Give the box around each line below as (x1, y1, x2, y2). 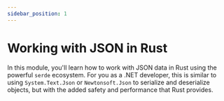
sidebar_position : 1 (7, 10, 68, 17)
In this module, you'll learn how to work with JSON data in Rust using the (7, 63, 217, 72)
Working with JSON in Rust (7, 40, 168, 56)
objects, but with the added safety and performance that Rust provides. (7, 85, 213, 94)
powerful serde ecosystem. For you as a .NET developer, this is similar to (7, 70, 217, 79)
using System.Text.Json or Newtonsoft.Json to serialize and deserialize (7, 78, 210, 86)
